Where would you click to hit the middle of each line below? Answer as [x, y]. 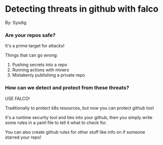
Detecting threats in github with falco [82, 9]
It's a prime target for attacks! [35, 46]
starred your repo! [23, 137]
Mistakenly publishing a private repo [48, 75]
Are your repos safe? [30, 35]
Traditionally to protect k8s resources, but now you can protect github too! [80, 108]
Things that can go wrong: [32, 55]
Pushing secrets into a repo [39, 65]
